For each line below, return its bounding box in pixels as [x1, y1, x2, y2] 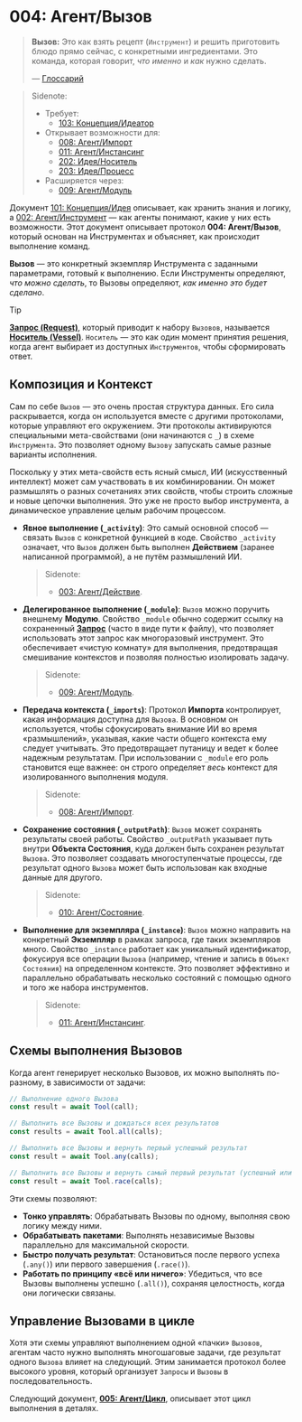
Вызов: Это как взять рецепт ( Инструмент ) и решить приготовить [31, 36, 280, 47]
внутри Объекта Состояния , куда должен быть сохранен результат [22, 843, 285, 854]
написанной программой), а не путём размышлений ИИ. [22, 551, 243, 562]
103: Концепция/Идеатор [58, 117, 155, 128]
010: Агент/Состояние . [58, 906, 145, 918]
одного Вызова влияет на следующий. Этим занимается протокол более [9, 1357, 287, 1368]
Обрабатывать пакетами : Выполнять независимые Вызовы [22, 1230, 255, 1240]
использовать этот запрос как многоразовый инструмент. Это [22, 632, 264, 643]
